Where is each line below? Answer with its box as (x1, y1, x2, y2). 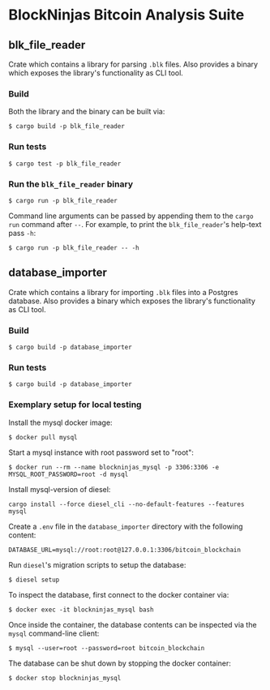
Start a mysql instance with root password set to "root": (8, 448, 195, 457)
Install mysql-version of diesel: (8, 484, 111, 494)
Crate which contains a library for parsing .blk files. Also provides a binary (8, 59, 258, 69)
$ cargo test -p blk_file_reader (8, 160, 122, 168)
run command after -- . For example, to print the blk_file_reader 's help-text (8, 219, 262, 229)
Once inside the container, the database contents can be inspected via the (8, 619, 257, 629)
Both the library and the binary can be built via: (8, 107, 165, 117)
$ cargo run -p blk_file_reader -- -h (8, 243, 139, 252)
